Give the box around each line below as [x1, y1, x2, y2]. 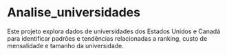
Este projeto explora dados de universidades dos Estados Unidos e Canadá [7, 27, 221, 35]
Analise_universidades [7, 5, 141, 20]
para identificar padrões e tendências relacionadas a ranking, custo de [7, 34, 208, 42]
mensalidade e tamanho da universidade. [7, 41, 124, 50]
